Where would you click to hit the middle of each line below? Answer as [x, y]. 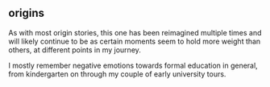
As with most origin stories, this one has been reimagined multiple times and [135, 32]
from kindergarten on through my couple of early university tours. [117, 74]
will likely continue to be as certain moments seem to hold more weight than [135, 41]
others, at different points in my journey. [75, 50]
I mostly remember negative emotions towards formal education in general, [133, 65]
